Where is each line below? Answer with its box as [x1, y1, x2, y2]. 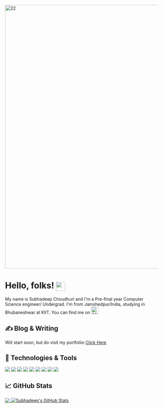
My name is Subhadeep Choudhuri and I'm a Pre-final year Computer [5, 296, 144, 302]
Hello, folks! [5, 280, 54, 291]
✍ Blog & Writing [5, 324, 58, 332]
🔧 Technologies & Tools [5, 354, 77, 362]
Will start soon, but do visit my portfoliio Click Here [5, 340, 107, 345]
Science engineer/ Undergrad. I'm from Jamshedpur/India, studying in [5, 301, 146, 307]
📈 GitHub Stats [5, 382, 52, 390]
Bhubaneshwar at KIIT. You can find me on [5, 309, 91, 315]
